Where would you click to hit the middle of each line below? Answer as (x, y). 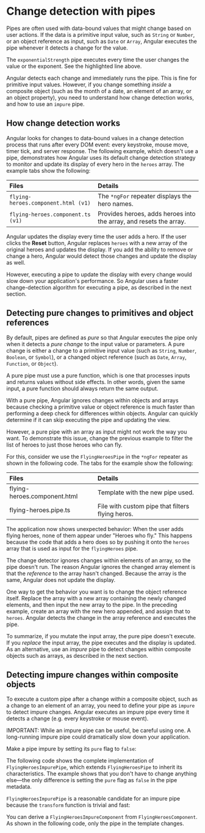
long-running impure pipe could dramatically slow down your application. (98, 737)
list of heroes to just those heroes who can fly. (65, 445)
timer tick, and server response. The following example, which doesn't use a (102, 151)
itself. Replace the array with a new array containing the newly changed (96, 598)
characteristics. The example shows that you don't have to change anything (102, 774)
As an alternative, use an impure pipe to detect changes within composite (99, 649)
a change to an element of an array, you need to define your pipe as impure (101, 706)
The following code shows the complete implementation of (80, 761)
